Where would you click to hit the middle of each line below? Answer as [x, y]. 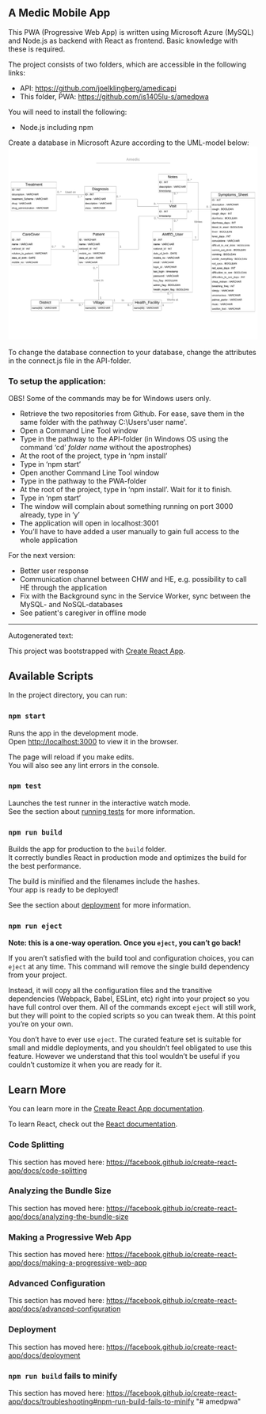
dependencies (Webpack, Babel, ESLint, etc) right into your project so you [129, 999]
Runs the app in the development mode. [73, 733]
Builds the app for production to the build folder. [87, 849]
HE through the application [63, 588]
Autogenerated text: [41, 636]
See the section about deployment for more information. [100, 905]
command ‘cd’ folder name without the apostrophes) [105, 448]
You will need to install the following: [68, 112]
